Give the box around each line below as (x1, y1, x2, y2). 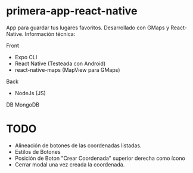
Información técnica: (24, 30, 76, 37)
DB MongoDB (6, 101, 40, 108)
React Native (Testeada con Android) (14, 60, 106, 67)
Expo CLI (14, 53, 38, 60)
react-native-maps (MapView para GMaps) (14, 66, 120, 73)
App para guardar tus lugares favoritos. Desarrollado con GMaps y (6, 24, 170, 31)
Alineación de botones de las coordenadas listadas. (14, 142, 142, 149)
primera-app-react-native (6, 4, 138, 18)
